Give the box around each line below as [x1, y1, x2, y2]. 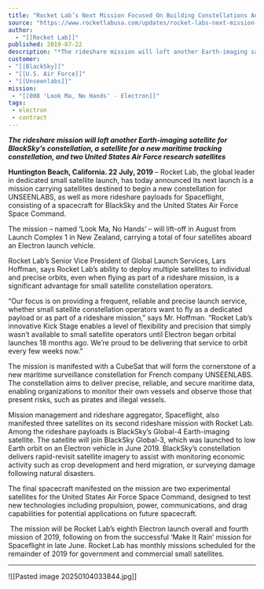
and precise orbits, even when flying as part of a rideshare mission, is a [8, 273, 240, 282]
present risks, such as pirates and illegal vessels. [8, 394, 167, 404]
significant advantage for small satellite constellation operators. [8, 280, 214, 291]
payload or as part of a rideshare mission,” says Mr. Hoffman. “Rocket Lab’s [8, 313, 253, 322]
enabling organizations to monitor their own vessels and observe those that [8, 386, 252, 396]
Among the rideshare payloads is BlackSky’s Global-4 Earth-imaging [8, 426, 230, 436]
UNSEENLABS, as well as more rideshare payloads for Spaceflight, [8, 192, 224, 201]
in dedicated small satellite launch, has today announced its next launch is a [8, 175, 254, 185]
